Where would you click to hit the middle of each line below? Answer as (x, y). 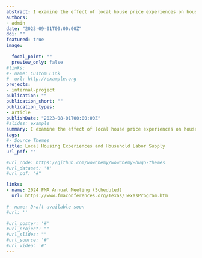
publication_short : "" (35, 101)
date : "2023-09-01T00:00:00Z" (44, 29)
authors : (17, 17)
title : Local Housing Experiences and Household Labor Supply (86, 146)
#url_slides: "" (26, 235)
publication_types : (31, 107)
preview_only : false (37, 62)
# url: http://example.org (41, 79)
